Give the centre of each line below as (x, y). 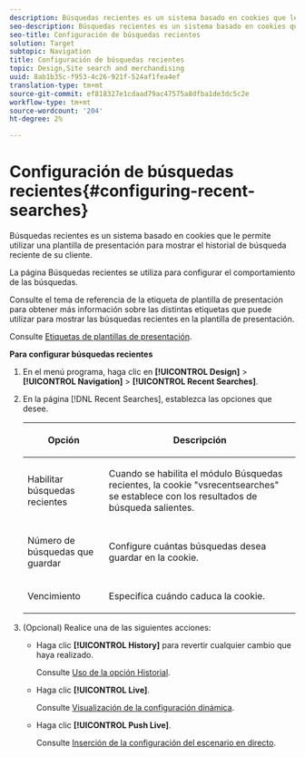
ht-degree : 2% (36, 119)
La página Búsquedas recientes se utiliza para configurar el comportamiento (152, 272)
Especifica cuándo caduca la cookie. (187, 596)
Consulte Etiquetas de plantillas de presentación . (101, 337)
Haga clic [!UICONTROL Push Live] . (103, 725)
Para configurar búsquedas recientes (81, 354)
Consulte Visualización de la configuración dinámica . (135, 708)
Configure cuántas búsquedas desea (187, 546)
